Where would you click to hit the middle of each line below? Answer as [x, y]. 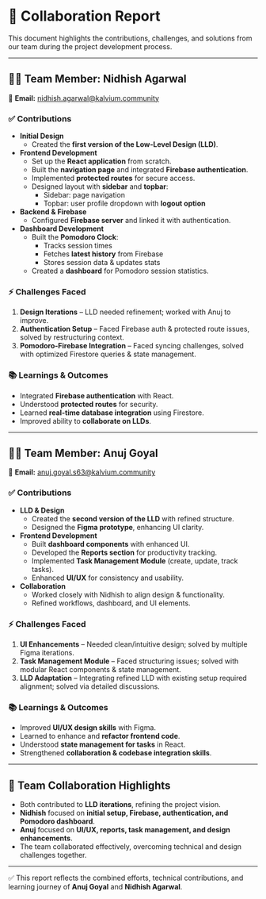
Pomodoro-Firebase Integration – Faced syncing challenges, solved [131, 346]
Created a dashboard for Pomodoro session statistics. [120, 271]
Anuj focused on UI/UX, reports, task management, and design [125, 830]
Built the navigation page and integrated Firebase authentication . [140, 170]
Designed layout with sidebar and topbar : [100, 186]
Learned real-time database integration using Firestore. [112, 413]
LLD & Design [42, 510]
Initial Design [42, 136]
